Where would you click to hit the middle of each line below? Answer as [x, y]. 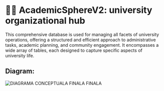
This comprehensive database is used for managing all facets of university [82, 34]
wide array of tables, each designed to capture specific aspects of [74, 50]
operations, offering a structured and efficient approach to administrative [81, 40]
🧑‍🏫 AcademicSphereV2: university [79, 10]
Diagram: [20, 71]
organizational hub [45, 21]
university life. [20, 55]
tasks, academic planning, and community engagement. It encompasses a [82, 45]
